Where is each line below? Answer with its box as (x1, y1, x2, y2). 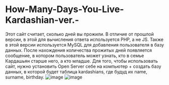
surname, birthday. (5, 74, 44, 80)
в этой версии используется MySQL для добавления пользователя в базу (5, 41, 164, 48)
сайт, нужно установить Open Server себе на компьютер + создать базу (5, 63, 161, 69)
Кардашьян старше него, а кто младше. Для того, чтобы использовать (5, 58, 158, 64)
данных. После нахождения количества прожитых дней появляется (5, 47, 152, 53)
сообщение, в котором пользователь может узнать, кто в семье (5, 52, 144, 59)
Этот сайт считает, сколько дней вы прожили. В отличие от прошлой (5, 31, 154, 37)
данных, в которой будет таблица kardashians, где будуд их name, (5, 68, 147, 74)
